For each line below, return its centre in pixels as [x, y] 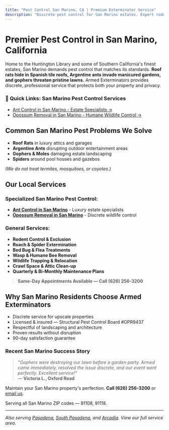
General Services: [28, 228]
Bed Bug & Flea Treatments [41, 250]
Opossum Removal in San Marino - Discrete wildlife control [74, 215]
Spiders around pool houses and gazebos [56, 159]
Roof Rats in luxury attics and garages [52, 143]
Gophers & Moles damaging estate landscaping [62, 154]
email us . [15, 393]
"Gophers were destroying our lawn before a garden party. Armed [86, 362]
